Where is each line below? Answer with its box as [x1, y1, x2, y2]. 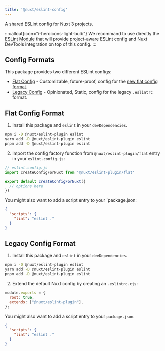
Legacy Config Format [5, 239, 76, 248]
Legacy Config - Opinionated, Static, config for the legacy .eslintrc [12, 89, 153, 95]
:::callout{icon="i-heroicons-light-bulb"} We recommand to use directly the [5, 30, 160, 36]
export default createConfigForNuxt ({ [5, 179, 86, 184]
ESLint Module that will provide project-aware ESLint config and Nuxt [5, 36, 148, 42]
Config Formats [5, 56, 55, 64]
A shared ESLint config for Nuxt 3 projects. [5, 21, 93, 27]
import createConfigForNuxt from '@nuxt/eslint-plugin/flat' [5, 170, 135, 175]
